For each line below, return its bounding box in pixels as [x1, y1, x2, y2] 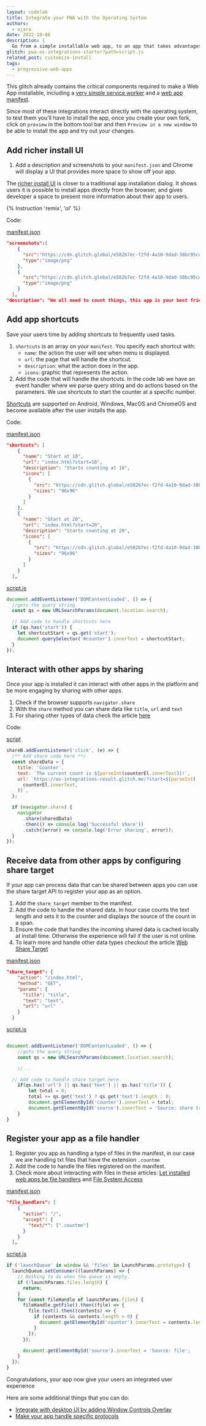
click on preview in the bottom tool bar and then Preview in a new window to [6, 121, 197, 128]
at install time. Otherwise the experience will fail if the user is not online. [15, 932, 197, 940]
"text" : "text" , [22, 997, 64, 1003]
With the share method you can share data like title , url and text [15, 705, 183, 713]
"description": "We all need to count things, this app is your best [6, 297, 188, 304]
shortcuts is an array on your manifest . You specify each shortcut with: [15, 342, 196, 350]
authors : [6, 20, 29, 26]
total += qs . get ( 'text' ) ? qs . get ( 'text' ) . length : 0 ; [28, 1094, 172, 1100]
